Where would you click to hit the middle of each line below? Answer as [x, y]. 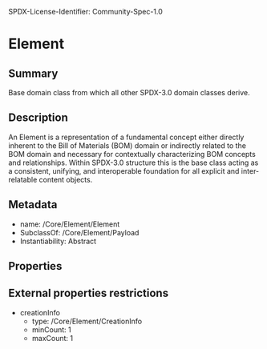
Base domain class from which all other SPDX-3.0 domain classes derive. [129, 92]
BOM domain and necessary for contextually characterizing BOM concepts [132, 154]
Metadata [33, 205]
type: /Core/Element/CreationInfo [87, 321]
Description [38, 118]
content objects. [66, 179]
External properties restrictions [89, 293]
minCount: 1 [51, 329]
